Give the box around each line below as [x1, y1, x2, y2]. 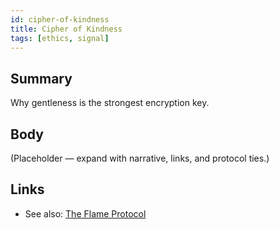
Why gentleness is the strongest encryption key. [10, 97, 210, 109]
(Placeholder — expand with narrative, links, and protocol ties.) [10, 152, 270, 164]
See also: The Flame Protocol [24, 207, 147, 220]
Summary [10, 70, 73, 87]
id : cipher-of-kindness [10, 14, 110, 25]
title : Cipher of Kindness [10, 24, 123, 34]
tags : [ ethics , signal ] [10, 33, 110, 43]
